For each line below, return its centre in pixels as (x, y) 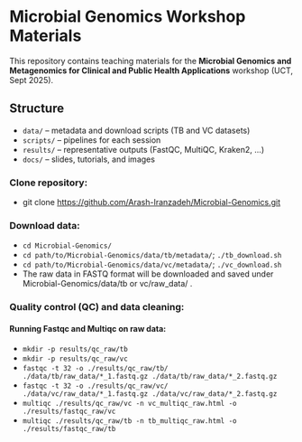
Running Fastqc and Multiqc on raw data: (88, 328)
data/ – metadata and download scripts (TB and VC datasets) (136, 130)
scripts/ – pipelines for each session (92, 140)
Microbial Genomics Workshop (128, 17)
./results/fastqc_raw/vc (69, 412)
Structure (37, 109)
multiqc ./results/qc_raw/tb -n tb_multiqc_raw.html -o (129, 421)
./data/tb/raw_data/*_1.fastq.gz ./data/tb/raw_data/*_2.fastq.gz (150, 377)
